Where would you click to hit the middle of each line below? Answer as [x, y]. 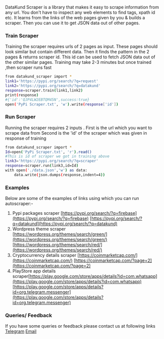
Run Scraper [20, 117]
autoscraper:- [19, 204]
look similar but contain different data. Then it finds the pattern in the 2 [77, 52]
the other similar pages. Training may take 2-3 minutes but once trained [78, 62]
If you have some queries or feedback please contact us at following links [80, 326]
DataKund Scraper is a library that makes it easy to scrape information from [82, 7]
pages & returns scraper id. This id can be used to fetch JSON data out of [80, 57]
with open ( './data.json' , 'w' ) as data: [46, 170]
